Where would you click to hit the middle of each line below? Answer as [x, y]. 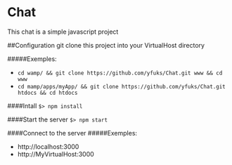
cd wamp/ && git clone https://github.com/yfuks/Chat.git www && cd [120, 73]
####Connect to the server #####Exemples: [72, 133]
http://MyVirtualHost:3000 [56, 154]
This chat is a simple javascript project [63, 32]
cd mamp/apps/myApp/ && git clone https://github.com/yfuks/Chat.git [122, 86]
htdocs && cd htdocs [47, 93]
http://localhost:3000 [48, 146]
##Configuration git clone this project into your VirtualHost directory [106, 45]
